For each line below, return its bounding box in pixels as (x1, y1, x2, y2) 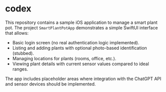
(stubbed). (12, 50, 34, 56)
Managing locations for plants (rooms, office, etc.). (12, 55, 117, 61)
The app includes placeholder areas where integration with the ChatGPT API (5, 76, 162, 82)
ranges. (12, 66, 28, 72)
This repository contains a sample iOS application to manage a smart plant (5, 19, 158, 25)
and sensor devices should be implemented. (5, 81, 96, 87)
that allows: (5, 30, 29, 36)
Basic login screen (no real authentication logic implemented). (12, 39, 140, 45)
